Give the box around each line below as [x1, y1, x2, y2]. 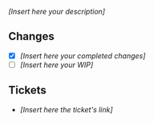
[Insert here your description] [8, 7, 106, 16]
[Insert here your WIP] [19, 60, 94, 69]
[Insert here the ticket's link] [19, 104, 114, 114]
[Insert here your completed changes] [19, 51, 146, 61]
